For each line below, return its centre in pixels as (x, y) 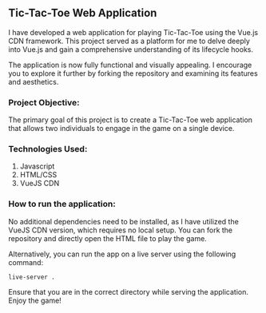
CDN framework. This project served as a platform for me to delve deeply (129, 41)
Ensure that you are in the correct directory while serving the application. (129, 291)
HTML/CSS (38, 175)
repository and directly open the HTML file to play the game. (108, 238)
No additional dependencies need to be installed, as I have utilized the (124, 221)
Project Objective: (44, 102)
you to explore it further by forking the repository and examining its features (133, 73)
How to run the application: (62, 204)
